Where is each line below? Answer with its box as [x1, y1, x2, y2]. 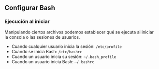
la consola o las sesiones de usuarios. [4, 34, 80, 40]
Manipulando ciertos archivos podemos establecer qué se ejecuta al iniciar [4, 29, 154, 35]
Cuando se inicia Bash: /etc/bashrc [11, 48, 83, 54]
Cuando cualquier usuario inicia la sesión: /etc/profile [11, 43, 122, 49]
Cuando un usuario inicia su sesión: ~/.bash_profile [11, 54, 116, 59]
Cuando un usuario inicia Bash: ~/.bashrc [11, 58, 95, 64]
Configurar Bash [4, 4, 55, 12]
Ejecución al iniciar [4, 18, 50, 25]
